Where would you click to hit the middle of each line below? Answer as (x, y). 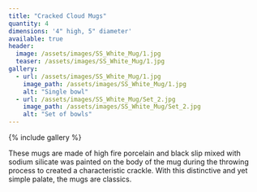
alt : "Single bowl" (56, 92)
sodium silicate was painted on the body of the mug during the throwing (128, 162)
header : (21, 46)
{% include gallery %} (45, 137)
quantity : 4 (28, 24)
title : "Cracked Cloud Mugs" (58, 16)
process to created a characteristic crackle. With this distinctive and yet (128, 170)
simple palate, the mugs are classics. (70, 179)
